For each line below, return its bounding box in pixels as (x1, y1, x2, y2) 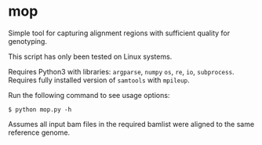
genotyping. (8, 36, 47, 45)
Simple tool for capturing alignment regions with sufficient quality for (8, 28, 230, 38)
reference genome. (8, 128, 71, 137)
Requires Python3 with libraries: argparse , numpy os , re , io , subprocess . (8, 67, 235, 76)
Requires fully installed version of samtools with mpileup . (8, 75, 190, 85)
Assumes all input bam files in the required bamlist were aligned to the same (8, 119, 255, 129)
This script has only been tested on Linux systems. (8, 52, 173, 61)
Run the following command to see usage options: (8, 90, 170, 100)
